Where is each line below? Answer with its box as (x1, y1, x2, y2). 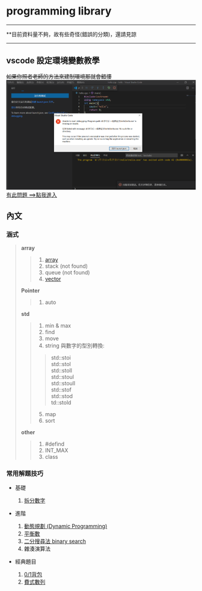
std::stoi (50, 354, 71, 361)
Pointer (20, 287, 40, 294)
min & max (44, 322, 71, 329)
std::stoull (50, 380, 76, 387)
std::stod (50, 393, 73, 400)
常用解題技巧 (6, 469, 44, 478)
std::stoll (50, 367, 72, 375)
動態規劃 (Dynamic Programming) (23, 523, 108, 530)
